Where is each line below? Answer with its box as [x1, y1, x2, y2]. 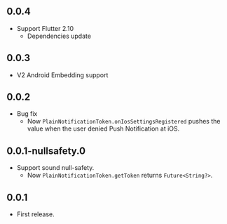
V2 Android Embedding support [16, 70, 109, 79]
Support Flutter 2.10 [16, 24, 74, 32]
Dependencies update [27, 32, 92, 40]
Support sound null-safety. [16, 164, 95, 172]
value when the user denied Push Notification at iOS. [27, 124, 180, 133]
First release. [16, 210, 55, 218]
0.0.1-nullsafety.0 [6, 145, 85, 157]
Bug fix [16, 110, 38, 118]
